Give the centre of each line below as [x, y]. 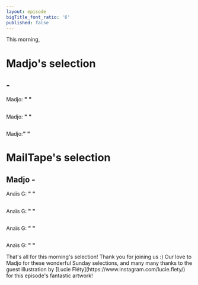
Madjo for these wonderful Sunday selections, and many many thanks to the [99, 263]
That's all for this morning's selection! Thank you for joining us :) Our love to [99, 257]
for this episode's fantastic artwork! [49, 276]
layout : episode [26, 12]
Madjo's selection [51, 63]
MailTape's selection [58, 158]
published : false [28, 23]
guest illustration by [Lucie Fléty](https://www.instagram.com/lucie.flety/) [96, 270]
